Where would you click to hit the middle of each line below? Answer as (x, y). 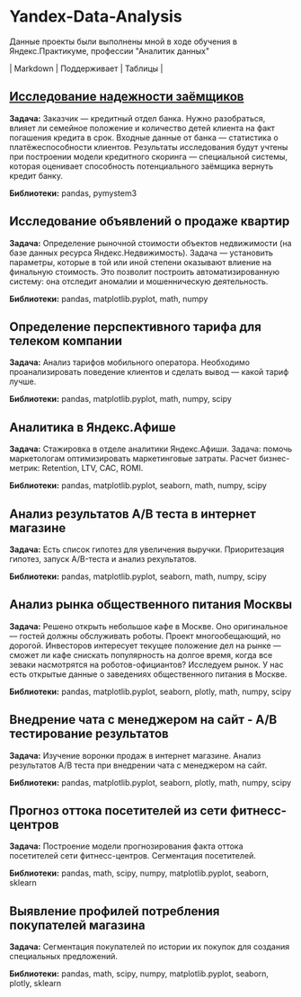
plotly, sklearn (35, 984)
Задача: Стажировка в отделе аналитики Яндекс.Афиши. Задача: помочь (151, 449)
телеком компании (66, 340)
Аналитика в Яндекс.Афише (93, 427)
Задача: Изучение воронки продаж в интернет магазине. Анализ (135, 755)
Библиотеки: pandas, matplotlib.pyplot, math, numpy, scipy (120, 399)
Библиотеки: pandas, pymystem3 (73, 193)
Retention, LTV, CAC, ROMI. (93, 468)
